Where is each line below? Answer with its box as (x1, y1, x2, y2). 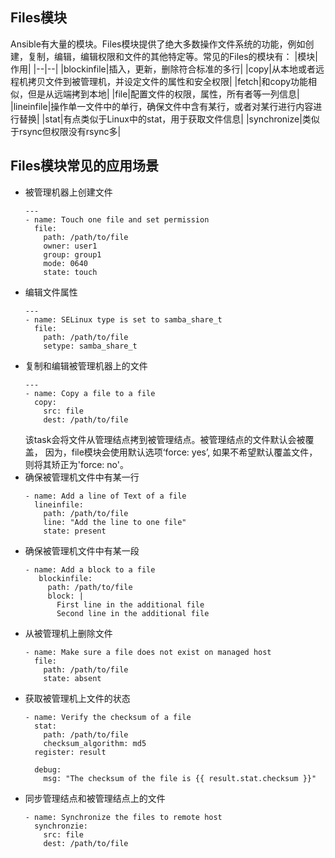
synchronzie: (34, 821, 89, 831)
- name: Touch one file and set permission (24, 214, 210, 225)
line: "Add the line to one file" (43, 517, 187, 527)
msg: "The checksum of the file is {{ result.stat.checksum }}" (43, 773, 317, 783)
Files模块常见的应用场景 (10, 158, 159, 175)
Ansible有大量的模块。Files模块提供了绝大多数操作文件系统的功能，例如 (10, 38, 306, 50)
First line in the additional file (56, 599, 205, 610)
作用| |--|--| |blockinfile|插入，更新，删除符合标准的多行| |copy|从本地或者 (10, 63, 316, 75)
